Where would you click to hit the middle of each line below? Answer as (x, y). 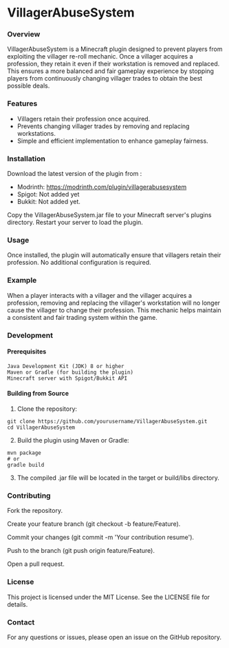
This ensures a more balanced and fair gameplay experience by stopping (111, 71)
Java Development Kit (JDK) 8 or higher (66, 366)
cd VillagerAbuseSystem (41, 427)
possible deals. (29, 86)
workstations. (36, 133)
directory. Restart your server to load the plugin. (75, 223)
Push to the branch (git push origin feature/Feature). (81, 551)
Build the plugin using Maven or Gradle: (73, 440)
